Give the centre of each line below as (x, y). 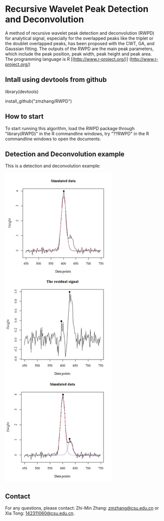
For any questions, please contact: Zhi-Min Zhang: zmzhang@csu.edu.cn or (82, 508)
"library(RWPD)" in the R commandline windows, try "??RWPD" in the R (77, 133)
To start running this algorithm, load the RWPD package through (70, 128)
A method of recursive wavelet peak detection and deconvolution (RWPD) (80, 33)
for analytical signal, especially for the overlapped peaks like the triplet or (79, 38)
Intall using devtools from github (56, 80)
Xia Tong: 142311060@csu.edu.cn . (40, 513)
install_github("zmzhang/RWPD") (39, 101)
